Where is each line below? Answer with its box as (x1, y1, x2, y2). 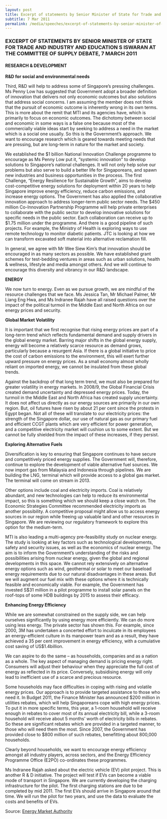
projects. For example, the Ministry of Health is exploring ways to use (5, 225, 147, 231)
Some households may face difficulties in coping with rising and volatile (5, 684, 152, 690)
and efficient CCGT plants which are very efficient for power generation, (5, 421, 153, 427)
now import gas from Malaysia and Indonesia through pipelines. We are (5, 467, 151, 473)
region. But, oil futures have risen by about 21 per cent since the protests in (5, 405, 159, 411)
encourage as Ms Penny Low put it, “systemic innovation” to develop (5, 157, 146, 163)
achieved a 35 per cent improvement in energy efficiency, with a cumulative (5, 638, 161, 644)
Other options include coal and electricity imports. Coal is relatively (5, 487, 143, 493)
